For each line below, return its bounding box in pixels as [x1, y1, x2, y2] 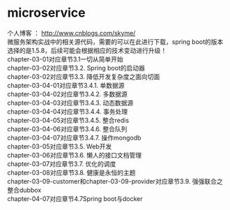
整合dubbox [7, 186, 42, 194]
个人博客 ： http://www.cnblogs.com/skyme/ [7, 29, 136, 37]
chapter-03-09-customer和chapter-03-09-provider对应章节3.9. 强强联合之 [7, 177, 223, 186]
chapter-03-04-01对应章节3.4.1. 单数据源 [7, 81, 125, 89]
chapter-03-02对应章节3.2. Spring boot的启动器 [7, 63, 145, 72]
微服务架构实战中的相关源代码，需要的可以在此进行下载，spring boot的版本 [7, 37, 224, 46]
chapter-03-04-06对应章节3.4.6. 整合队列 [7, 124, 128, 133]
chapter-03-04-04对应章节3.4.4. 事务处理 [7, 107, 128, 116]
